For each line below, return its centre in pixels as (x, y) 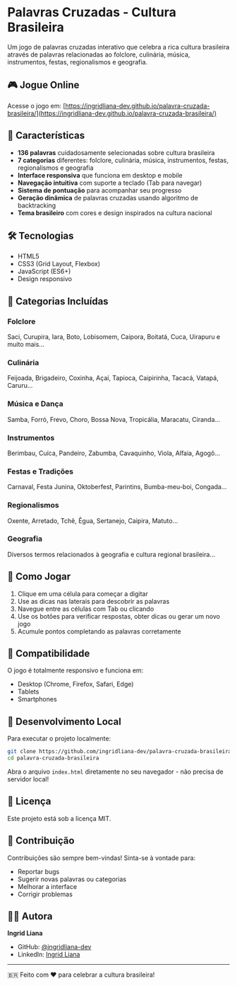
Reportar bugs (38, 871)
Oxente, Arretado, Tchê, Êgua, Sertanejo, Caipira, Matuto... (93, 520)
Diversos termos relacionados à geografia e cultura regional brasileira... (111, 554)
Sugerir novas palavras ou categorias (72, 879)
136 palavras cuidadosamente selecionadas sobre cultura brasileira (116, 152)
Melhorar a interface (47, 886)
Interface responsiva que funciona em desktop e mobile (100, 175)
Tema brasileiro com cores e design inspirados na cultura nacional (115, 212)
